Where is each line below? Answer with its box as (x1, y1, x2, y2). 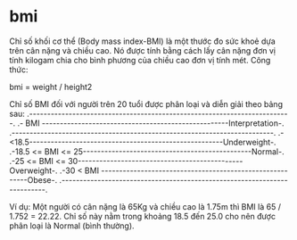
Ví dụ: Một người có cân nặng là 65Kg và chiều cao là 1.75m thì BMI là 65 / (9, 201, 281, 211)
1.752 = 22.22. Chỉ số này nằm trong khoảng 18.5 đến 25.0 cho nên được (9, 211, 276, 221)
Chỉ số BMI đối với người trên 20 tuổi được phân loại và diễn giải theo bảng (9, 98, 284, 109)
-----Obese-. (9, 174, 58, 185)
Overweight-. (9, 165, 58, 176)
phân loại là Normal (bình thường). (9, 220, 136, 231)
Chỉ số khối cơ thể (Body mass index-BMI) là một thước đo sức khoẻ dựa (9, 36, 276, 46)
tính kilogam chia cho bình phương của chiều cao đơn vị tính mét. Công (9, 54, 271, 65)
